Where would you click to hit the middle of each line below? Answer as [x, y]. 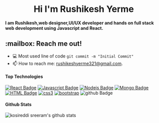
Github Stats [18, 104]
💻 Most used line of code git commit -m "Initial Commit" [73, 56]
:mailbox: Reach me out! [44, 44]
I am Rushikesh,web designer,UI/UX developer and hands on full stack [79, 23]
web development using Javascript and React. [54, 28]
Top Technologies [24, 77]
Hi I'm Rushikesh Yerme [84, 9]
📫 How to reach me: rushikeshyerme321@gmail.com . [68, 63]
